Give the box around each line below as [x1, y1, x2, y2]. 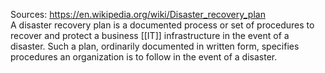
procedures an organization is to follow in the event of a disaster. [10, 51, 278, 63]
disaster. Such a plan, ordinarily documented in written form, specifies [10, 40, 300, 52]
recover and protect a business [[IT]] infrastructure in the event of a [10, 30, 290, 41]
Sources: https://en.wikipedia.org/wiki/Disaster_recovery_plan [10, 9, 266, 20]
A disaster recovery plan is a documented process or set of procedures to [10, 19, 315, 31]
